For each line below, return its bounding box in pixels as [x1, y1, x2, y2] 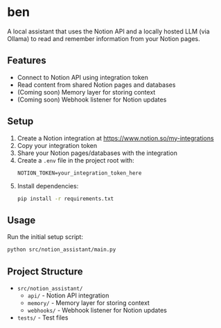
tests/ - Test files [17, 313, 69, 322]
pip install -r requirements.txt [17, 195, 114, 202]
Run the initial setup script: [7, 233, 83, 241]
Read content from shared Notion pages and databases [17, 81, 176, 89]
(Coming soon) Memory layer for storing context [17, 88, 156, 96]
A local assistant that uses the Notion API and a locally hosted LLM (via [7, 27, 210, 35]
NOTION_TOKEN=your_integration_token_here [17, 170, 142, 177]
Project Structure [7, 265, 83, 277]
